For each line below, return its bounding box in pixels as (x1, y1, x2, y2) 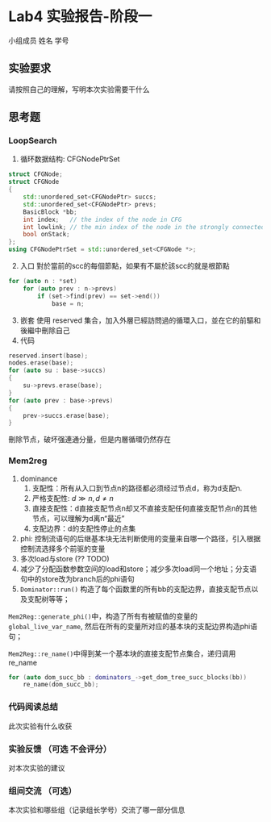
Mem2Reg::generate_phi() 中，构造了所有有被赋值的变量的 (8, 611, 198, 621)
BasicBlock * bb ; (23, 207, 78, 216)
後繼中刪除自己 (19, 325, 70, 335)
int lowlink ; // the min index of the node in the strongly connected (23, 223, 265, 231)
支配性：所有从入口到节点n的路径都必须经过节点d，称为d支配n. (31, 483, 243, 493)
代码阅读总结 (8, 701, 59, 712)
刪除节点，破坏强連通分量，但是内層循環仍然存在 (8, 435, 171, 444)
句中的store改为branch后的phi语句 (19, 574, 135, 583)
